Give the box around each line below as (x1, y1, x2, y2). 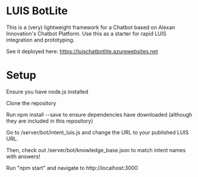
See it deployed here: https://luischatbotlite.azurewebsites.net (6, 47, 159, 54)
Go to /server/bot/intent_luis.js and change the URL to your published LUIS (6, 128, 189, 136)
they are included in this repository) (6, 117, 93, 124)
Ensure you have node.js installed (6, 88, 89, 95)
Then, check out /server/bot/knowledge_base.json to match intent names (6, 146, 186, 153)
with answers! (6, 153, 40, 160)
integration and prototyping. (6, 36, 75, 43)
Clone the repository (6, 99, 56, 107)
